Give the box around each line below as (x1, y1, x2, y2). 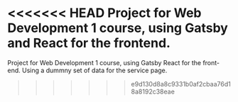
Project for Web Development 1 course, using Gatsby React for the (7, 58, 201, 67)
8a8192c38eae (131, 87, 175, 96)
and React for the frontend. (7, 35, 171, 51)
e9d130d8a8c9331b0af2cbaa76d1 (131, 79, 231, 88)
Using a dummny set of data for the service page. (21, 66, 168, 74)
